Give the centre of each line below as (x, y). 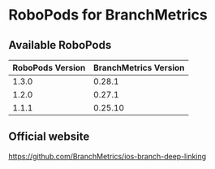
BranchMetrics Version (139, 68)
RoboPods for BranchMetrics (108, 15)
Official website (49, 137)
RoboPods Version (49, 68)
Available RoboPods (60, 45)
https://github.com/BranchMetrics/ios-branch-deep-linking (107, 156)
